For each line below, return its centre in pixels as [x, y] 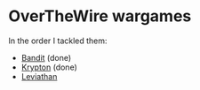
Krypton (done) [49, 67]
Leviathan [39, 76]
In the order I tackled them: [58, 41]
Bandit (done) [46, 57]
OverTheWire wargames [100, 16]
